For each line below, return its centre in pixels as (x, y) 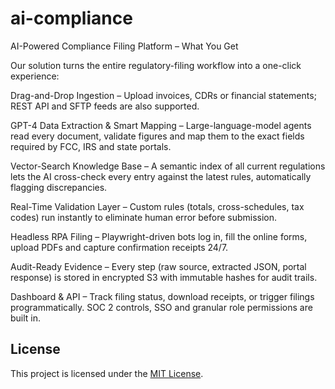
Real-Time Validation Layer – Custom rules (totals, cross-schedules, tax (157, 206)
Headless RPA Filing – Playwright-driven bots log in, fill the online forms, (159, 236)
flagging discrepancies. (59, 187)
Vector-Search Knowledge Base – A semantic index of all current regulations (168, 166)
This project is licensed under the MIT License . (107, 373)
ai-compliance (71, 18)
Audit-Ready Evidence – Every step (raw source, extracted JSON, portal (158, 266)
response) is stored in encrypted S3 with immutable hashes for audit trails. (164, 277)
